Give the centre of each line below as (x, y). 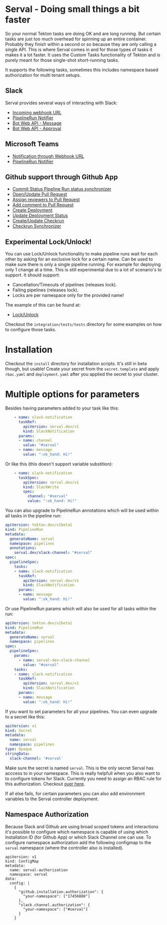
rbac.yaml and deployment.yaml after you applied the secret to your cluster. (82, 374)
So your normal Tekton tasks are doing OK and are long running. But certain (83, 33)
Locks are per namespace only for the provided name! (68, 295)
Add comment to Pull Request (43, 205)
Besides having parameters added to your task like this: (62, 408)
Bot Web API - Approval (37, 128)
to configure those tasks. (31, 330)
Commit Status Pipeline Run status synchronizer (62, 189)
